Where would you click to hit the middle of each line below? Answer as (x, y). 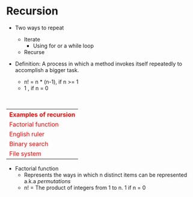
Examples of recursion (42, 114)
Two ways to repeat (39, 28)
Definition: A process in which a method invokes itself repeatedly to (98, 64)
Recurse (34, 52)
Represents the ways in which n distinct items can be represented (106, 175)
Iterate (32, 39)
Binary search (29, 144)
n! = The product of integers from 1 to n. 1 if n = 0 (85, 187)
